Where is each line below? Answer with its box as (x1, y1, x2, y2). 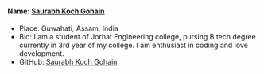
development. (18, 49, 64, 58)
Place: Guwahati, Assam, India (18, 24, 118, 33)
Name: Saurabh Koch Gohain (7, 6, 105, 16)
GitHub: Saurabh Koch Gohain (18, 57, 118, 67)
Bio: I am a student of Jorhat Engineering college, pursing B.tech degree (18, 32, 256, 42)
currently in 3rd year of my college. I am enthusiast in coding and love (18, 40, 248, 50)
